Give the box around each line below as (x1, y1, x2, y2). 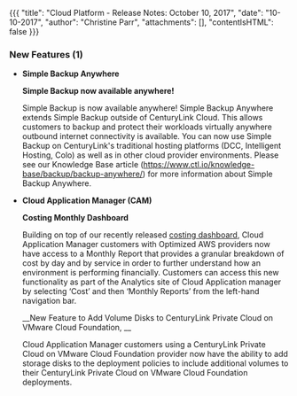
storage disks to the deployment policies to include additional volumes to (21, 358, 289, 369)
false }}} (9, 27, 40, 36)
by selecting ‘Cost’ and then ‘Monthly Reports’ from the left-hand (21, 286, 260, 297)
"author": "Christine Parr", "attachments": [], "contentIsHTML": (44, 17, 274, 27)
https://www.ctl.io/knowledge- (143, 159, 255, 170)
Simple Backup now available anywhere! (21, 86, 175, 97)
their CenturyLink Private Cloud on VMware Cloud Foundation (21, 368, 248, 378)
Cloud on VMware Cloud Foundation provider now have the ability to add (21, 349, 288, 360)
